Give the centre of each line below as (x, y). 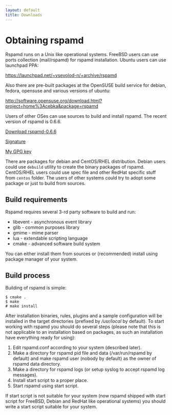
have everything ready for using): (40, 338)
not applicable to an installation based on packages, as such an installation (84, 332)
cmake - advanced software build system (57, 244)
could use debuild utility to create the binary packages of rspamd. (75, 167)
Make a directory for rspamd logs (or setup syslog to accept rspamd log (89, 369)
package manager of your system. (41, 259)
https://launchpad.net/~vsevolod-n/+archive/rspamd (61, 76)
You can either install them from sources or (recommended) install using (81, 254)
